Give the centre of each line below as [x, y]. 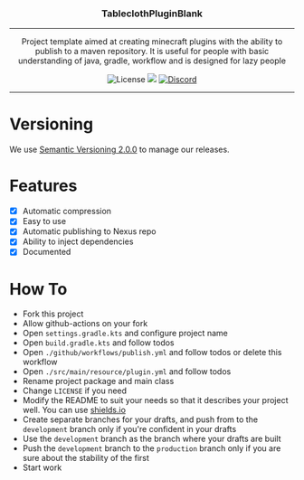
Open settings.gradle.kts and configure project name [125, 334]
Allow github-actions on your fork [85, 324]
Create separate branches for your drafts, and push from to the [140, 419]
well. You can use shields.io [74, 410]
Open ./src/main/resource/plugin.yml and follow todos [127, 372]
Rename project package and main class [98, 381]
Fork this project [53, 314]
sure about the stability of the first [85, 458]
